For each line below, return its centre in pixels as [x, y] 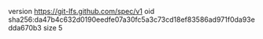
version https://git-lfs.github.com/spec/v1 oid [81, 11]
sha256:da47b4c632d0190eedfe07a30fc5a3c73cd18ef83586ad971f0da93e [132, 19]
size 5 [53, 28]
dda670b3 [25, 28]
